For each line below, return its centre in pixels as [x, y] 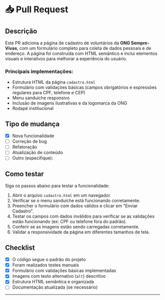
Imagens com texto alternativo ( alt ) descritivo [59, 276]
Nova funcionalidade [33, 136]
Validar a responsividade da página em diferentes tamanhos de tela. [81, 232]
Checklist [20, 247]
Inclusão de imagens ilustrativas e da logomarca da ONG [70, 103]
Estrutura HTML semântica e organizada [53, 282]
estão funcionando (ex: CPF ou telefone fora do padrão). [69, 222]
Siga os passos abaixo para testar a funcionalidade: [57, 186]
